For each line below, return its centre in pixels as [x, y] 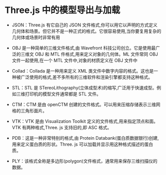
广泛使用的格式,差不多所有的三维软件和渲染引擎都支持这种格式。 [86, 77]
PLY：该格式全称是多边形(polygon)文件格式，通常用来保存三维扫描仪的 [84, 161]
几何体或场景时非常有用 [36, 37]
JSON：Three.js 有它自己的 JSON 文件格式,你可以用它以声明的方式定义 [84, 25]
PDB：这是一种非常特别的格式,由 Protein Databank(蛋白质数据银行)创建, [85, 138]
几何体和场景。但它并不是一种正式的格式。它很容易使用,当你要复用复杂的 [86, 31]
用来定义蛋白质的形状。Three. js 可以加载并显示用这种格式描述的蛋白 [83, 144]
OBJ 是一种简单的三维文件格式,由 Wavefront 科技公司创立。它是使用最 [84, 48]
